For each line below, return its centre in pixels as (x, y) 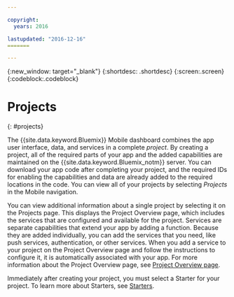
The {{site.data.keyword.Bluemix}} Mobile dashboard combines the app (111, 140)
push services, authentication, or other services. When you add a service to (117, 242)
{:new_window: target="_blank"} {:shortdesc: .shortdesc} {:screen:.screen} (116, 71)
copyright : (23, 20)
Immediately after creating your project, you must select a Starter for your (113, 278)
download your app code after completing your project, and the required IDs (117, 170)
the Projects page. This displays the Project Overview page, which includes (116, 213)
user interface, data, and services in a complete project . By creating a (108, 147)
